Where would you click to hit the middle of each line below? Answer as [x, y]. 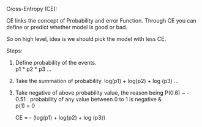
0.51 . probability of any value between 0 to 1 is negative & [88, 99]
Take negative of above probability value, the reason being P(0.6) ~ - [102, 93]
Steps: [14, 51]
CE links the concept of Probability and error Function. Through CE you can [102, 20]
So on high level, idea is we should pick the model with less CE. [86, 39]
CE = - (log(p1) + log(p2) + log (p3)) [60, 118]
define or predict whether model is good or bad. [67, 27]
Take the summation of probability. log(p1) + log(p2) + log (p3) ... [97, 81]
